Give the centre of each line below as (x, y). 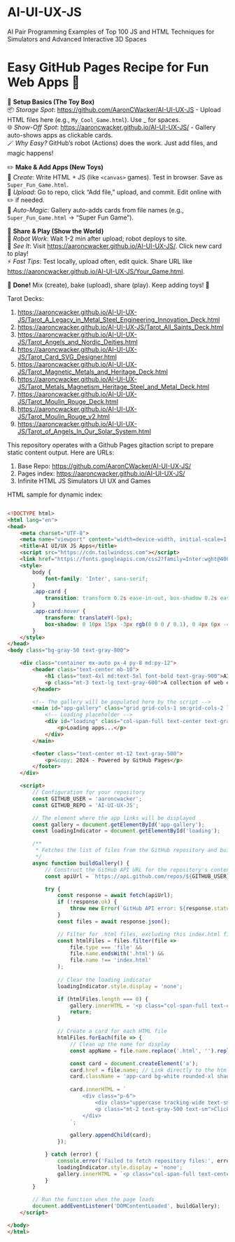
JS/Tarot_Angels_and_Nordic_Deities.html (78, 342)
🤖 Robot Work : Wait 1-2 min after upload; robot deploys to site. (97, 238)
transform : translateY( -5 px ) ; (88, 618)
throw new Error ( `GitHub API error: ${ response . (142, 909)
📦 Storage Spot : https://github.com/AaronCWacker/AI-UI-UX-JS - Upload (114, 109)
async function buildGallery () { (81, 863)
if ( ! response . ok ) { (87, 902)
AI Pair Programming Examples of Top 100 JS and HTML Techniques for (111, 32)
